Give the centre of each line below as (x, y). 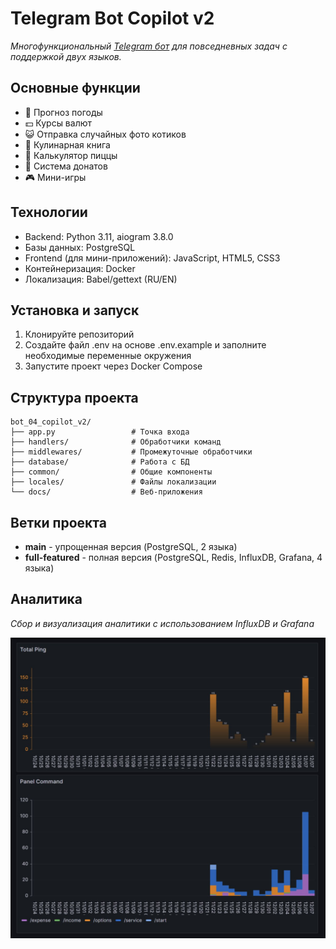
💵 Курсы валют (58, 123)
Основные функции (75, 88)
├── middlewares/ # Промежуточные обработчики (131, 452)
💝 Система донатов (66, 166)
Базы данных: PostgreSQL (80, 247)
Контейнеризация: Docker (80, 268)
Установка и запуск (75, 310)
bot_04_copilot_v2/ (51, 422)
